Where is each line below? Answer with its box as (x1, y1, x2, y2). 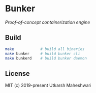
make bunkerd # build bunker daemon (5, 56, 87, 61)
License (5, 69, 30, 78)
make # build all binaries (5, 46, 85, 52)
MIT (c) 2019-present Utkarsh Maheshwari (5, 82, 92, 89)
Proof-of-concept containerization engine (5, 19, 90, 25)
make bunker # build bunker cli (5, 51, 80, 56)
